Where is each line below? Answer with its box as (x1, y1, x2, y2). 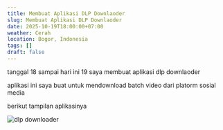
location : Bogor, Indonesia (7, 36, 89, 43)
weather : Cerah (7, 29, 51, 37)
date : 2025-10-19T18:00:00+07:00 (7, 23, 104, 30)
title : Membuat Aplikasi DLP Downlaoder (7, 10, 126, 17)
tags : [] (7, 42, 33, 49)
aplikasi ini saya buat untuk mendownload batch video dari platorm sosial (7, 81, 216, 89)
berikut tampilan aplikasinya (7, 102, 87, 110)
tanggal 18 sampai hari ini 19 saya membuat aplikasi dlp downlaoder (7, 67, 201, 76)
